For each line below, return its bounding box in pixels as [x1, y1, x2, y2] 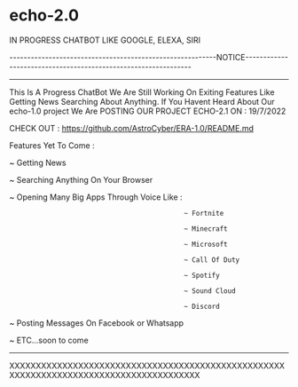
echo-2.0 [9, 5, 80, 26]
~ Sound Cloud [184, 286, 237, 296]
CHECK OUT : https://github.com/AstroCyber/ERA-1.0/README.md [9, 122, 255, 133]
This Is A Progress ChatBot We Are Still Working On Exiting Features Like [9, 86, 275, 98]
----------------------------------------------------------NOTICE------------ [9, 51, 289, 62]
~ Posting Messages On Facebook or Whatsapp [9, 317, 184, 328]
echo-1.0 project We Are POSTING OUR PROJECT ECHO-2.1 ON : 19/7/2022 [9, 106, 286, 116]
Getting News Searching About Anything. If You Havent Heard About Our [9, 96, 275, 107]
